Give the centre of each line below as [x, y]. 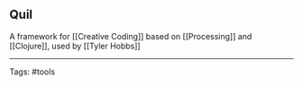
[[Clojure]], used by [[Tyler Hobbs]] [75, 46]
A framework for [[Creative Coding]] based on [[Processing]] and [131, 36]
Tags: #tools [32, 72]
